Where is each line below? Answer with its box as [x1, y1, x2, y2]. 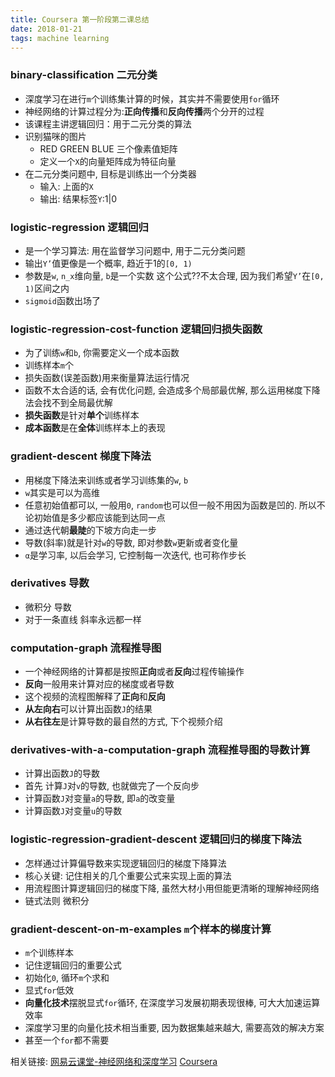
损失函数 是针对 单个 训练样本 [24, 409, 140, 421]
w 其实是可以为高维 [24, 486, 100, 498]
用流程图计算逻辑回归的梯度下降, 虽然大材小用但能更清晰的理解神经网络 [24, 882, 320, 894]
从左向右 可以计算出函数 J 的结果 [24, 703, 153, 715]
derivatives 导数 [10, 576, 90, 590]
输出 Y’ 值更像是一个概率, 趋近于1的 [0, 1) [24, 257, 193, 269]
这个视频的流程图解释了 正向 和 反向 [24, 691, 166, 703]
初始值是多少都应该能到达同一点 [33, 511, 166, 523]
